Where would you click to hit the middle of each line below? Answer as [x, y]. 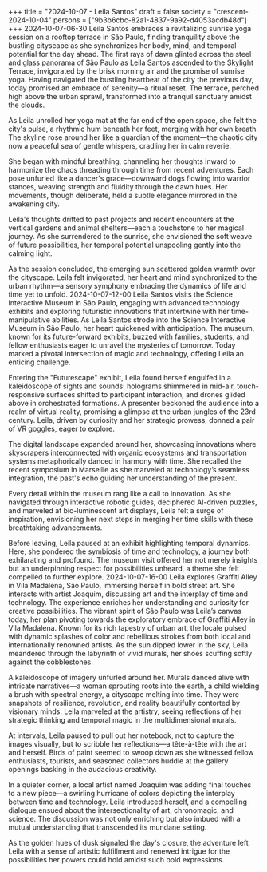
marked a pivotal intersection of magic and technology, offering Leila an [126, 354]
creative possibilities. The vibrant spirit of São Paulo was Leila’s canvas [125, 611]
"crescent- [231, 12]
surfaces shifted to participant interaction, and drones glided [146, 394]
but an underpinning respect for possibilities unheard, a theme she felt [124, 568]
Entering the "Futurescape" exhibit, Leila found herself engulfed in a [120, 378]
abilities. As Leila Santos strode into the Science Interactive [149, 320]
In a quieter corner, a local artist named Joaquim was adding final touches [130, 785]
